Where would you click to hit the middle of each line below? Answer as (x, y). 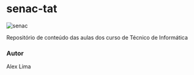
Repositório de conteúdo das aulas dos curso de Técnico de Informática (97, 37)
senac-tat (32, 9)
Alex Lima (19, 66)
